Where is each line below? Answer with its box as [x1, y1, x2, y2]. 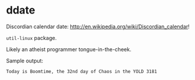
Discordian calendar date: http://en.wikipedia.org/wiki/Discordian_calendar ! [6, 23, 190, 30]
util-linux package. [6, 34, 57, 41]
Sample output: [6, 57, 43, 64]
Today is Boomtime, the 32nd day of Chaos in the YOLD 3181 [6, 68, 158, 74]
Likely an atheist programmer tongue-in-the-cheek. [6, 45, 132, 53]
